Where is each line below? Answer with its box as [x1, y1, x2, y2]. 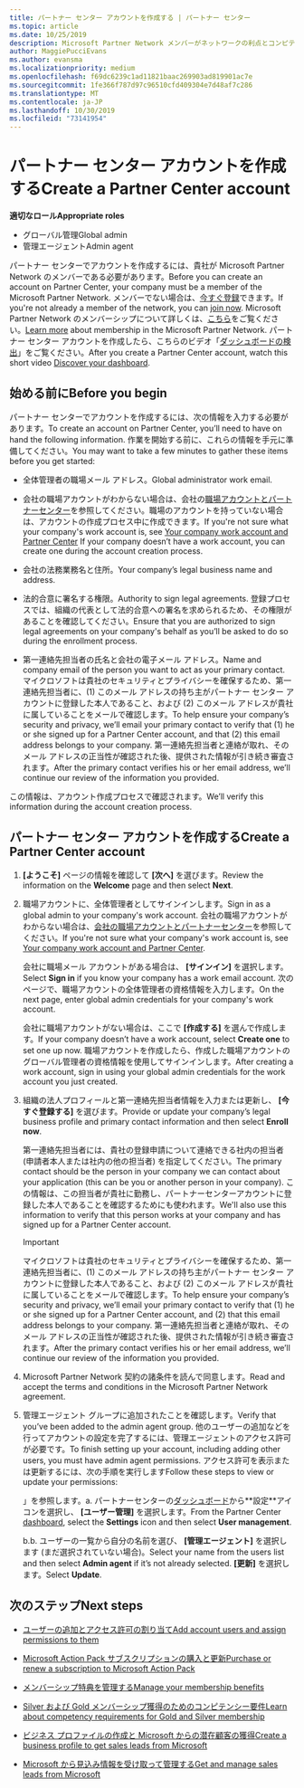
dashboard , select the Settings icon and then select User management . [22, 1517, 292, 1527]
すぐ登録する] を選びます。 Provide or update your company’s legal [22, 1106, 271, 1117]
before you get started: [9, 455, 96, 466]
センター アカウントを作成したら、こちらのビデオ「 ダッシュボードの [26, 336, 283, 347]
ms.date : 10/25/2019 [9, 30, 88, 39]
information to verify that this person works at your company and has [22, 1209, 281, 1220]
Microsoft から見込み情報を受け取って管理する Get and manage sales [22, 1758, 279, 1769]
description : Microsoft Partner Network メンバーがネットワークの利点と [9, 38, 269, 48]
